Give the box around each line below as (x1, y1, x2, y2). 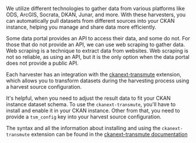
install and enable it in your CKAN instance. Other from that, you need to (6, 107, 180, 114)
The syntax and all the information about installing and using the (6, 125, 161, 131)
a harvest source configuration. (6, 83, 82, 90)
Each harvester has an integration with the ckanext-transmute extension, (6, 71, 181, 78)
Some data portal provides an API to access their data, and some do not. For (6, 35, 190, 41)
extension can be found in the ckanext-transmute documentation (31, 131, 188, 138)
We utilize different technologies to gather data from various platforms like (6, 5, 185, 12)
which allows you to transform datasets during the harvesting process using (6, 77, 190, 84)
